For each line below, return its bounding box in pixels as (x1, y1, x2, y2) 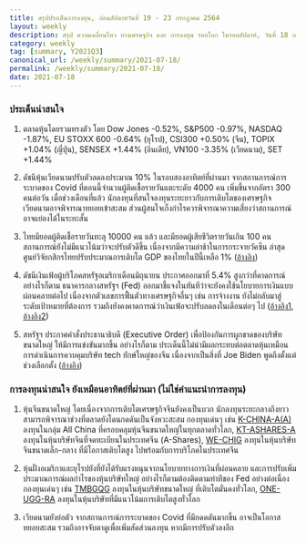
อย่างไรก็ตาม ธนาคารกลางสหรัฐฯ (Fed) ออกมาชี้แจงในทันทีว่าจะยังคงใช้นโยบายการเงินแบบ (22, 280, 294, 292)
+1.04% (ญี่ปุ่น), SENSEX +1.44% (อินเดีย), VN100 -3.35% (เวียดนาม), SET (22, 144, 283, 155)
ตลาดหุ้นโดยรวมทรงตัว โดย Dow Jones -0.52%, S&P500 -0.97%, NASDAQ (22, 124, 282, 135)
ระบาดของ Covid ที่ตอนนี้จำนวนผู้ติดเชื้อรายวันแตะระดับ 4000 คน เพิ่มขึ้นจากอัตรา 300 (22, 182, 291, 193)
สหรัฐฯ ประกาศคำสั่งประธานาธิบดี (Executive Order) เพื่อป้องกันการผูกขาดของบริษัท (22, 329, 282, 340)
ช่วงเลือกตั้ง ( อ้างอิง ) (22, 360, 83, 371)
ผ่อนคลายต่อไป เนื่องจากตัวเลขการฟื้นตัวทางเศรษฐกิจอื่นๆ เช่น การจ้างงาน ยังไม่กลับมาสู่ (22, 291, 282, 302)
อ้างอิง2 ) (22, 311, 49, 322)
